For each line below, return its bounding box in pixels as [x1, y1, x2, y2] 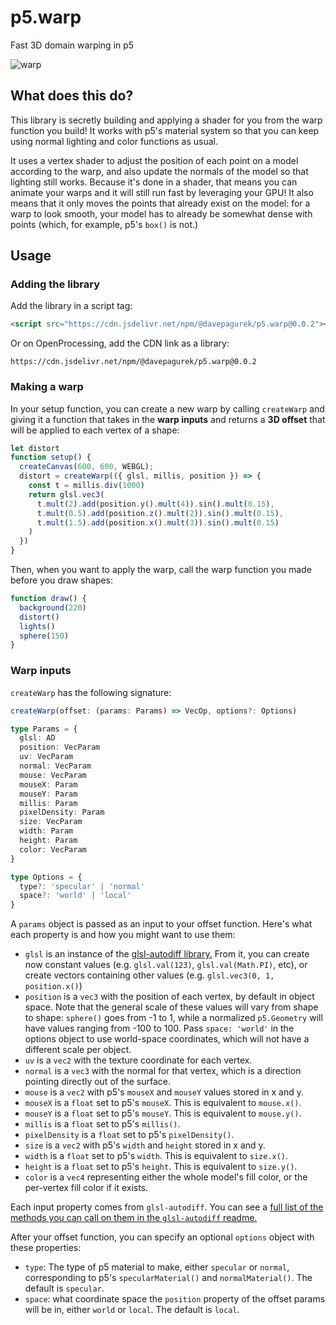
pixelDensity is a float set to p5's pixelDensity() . [24, 1129, 235, 1141]
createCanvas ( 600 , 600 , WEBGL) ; [19, 462, 155, 472]
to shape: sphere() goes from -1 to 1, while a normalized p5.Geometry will [24, 1012, 323, 1024]
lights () [19, 621, 56, 631]
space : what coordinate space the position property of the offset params [24, 1293, 326, 1305]
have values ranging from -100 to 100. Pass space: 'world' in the [24, 1022, 295, 1035]
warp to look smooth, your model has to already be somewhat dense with [10, 207, 313, 220]
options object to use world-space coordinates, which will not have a [24, 1033, 310, 1045]
